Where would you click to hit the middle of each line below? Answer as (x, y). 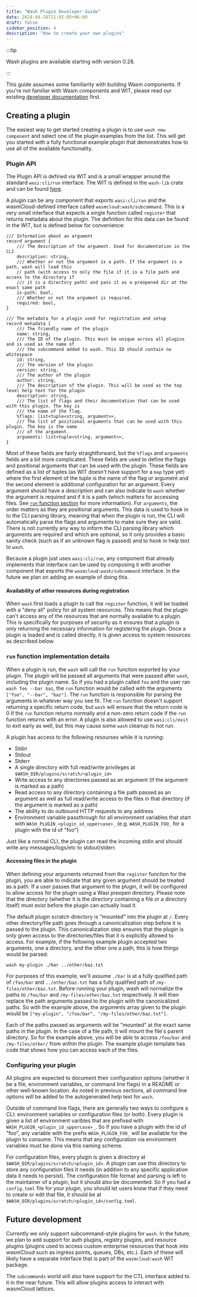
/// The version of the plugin (55, 365)
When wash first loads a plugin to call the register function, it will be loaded (97, 603)
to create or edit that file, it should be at (54, 1195)
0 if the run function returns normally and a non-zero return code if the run (96, 713)
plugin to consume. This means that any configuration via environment (91, 1139)
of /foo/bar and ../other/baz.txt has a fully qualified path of (80, 982)
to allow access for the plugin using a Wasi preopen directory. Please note (96, 893)
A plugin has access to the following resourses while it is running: (85, 737)
